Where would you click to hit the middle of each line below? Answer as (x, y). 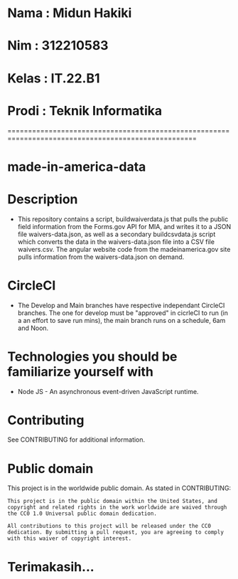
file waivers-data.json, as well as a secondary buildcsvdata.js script (117, 234)
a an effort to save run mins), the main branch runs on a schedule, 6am (121, 320)
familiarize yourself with (81, 372)
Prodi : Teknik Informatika (85, 111)
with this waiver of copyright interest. (70, 538)
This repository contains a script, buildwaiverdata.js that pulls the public (123, 219)
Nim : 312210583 (58, 46)
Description (43, 199)
